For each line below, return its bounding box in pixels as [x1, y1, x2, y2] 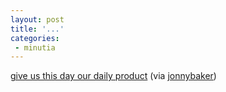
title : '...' [10, 24, 65, 34]
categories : [10, 33, 60, 43]
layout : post [10, 14, 65, 25]
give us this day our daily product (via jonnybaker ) [10, 70, 217, 82]
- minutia [14, 42, 56, 53]
